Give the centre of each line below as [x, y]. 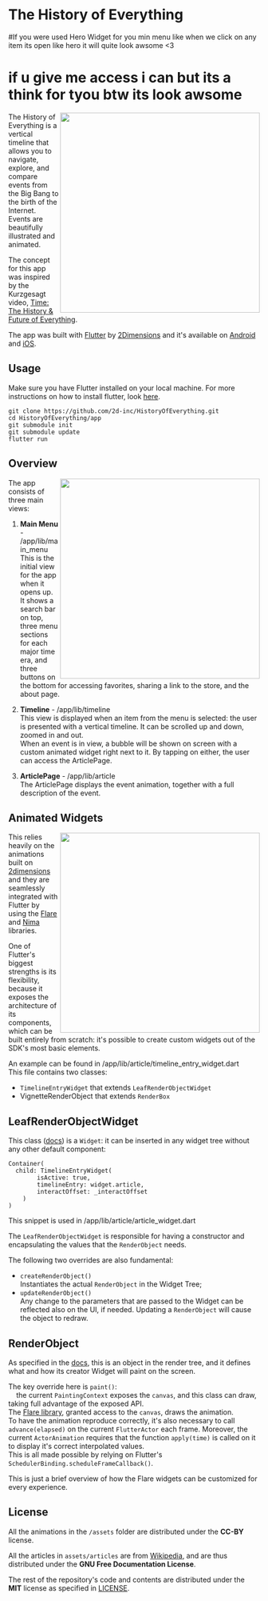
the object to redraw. [54, 1319]
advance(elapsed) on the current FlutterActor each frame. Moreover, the [128, 1429]
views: [19, 508]
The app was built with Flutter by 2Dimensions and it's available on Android [132, 334]
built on [21, 863]
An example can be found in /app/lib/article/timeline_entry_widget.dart [124, 1064]
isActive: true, [64, 1178]
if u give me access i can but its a [120, 78]
